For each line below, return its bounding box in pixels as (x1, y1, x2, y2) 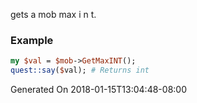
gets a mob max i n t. (10, 9, 97, 20)
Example (10, 33, 54, 47)
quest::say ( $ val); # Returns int (10, 65, 150, 76)
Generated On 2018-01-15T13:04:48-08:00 (10, 84, 187, 96)
